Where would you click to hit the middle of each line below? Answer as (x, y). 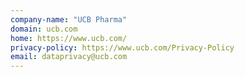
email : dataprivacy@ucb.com (69, 57)
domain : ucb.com (44, 29)
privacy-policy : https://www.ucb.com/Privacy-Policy (122, 47)
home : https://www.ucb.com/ (69, 38)
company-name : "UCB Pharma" (69, 19)
